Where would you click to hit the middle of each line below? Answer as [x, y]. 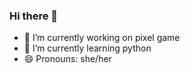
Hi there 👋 [34, 16]
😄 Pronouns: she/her [67, 59]
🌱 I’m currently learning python [87, 48]
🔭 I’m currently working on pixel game [102, 38]
